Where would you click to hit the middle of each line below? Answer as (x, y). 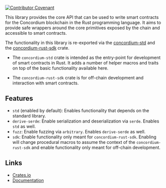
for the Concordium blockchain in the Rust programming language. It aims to (83, 23)
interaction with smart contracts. (46, 83)
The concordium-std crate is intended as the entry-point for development (86, 58)
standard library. (29, 116)
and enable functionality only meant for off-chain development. (96, 147)
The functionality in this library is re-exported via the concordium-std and (80, 43)
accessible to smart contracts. (36, 33)
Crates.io (22, 175)
